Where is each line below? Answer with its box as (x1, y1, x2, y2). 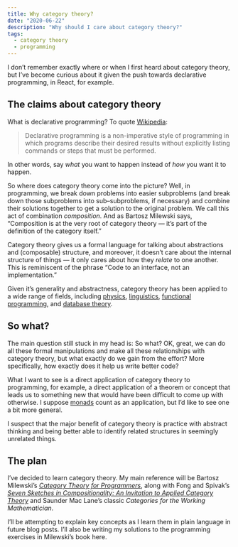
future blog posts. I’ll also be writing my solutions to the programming (7, 525, 211, 534)
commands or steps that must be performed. (24, 146, 156, 155)
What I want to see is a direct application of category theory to (7, 375, 190, 384)
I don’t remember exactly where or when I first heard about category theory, (7, 63, 230, 71)
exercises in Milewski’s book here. (7, 533, 108, 541)
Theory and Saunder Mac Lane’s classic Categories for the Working (7, 497, 206, 505)
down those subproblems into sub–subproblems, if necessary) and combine (7, 196, 230, 205)
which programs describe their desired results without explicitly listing (24, 139, 231, 147)
